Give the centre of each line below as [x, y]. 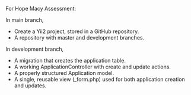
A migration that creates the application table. [70, 60]
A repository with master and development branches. [79, 37]
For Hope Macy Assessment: [41, 9]
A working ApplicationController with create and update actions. [93, 67]
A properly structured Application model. [64, 73]
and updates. [30, 86]
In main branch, [25, 20]
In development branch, [35, 49]
